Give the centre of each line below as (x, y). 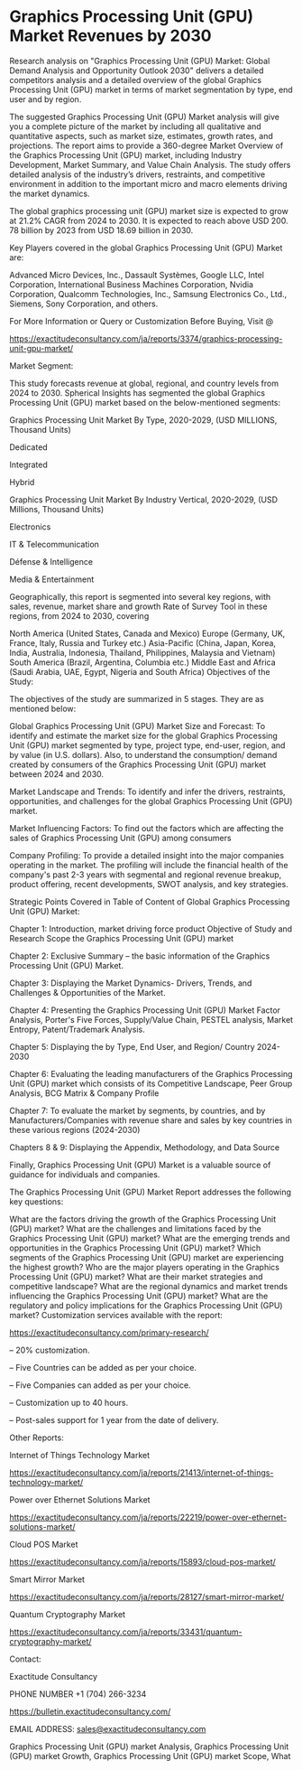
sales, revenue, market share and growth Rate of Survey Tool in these (138, 606)
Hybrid (22, 482)
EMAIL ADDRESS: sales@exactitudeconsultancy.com (108, 1728)
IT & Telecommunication (54, 544)
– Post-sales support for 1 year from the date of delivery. (114, 1419)
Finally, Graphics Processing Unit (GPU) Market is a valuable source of (140, 1165)
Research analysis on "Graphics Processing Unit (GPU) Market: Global (140, 61)
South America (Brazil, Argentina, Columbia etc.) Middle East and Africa (143, 662)
